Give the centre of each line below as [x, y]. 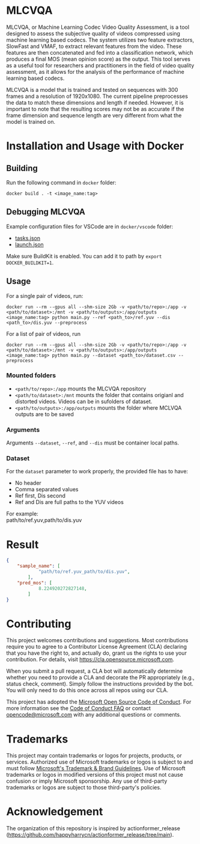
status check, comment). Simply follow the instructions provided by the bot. [100, 684]
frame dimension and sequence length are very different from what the [94, 115]
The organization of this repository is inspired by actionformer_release [93, 828]
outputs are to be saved [44, 414]
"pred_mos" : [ [35, 583]
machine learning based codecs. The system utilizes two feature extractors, [100, 40]
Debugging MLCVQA [46, 212]
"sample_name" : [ [39, 566]
